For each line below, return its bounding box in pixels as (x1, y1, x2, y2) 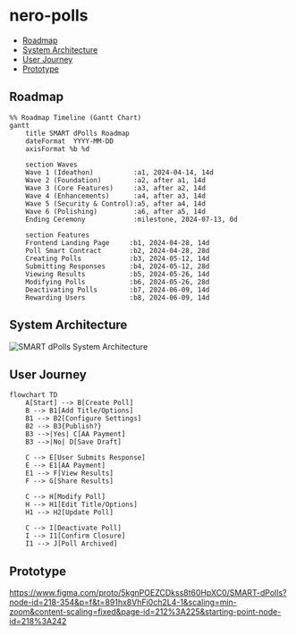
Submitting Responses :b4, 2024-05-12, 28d (25, 261, 210, 271)
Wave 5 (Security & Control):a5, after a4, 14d (25, 199, 206, 208)
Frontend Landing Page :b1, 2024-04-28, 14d (25, 238, 210, 247)
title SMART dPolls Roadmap (25, 129, 130, 138)
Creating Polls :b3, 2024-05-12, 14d (25, 254, 210, 263)
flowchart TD (9, 391, 58, 400)
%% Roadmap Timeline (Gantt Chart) (9, 113, 142, 122)
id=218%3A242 (9, 616, 67, 627)
